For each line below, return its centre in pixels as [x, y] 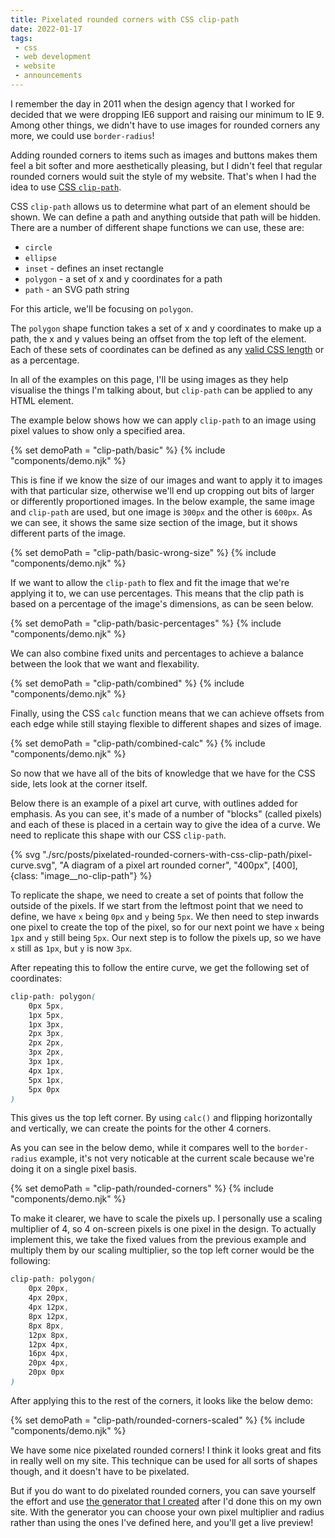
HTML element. [42, 400]
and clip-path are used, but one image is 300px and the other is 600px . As [161, 512]
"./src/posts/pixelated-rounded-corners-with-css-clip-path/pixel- [177, 854]
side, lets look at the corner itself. [79, 783]
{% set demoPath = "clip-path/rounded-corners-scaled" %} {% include [157, 1420]
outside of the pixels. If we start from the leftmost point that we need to [157, 905]
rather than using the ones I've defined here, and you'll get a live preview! [162, 1522]
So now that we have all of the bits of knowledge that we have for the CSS [163, 773]
